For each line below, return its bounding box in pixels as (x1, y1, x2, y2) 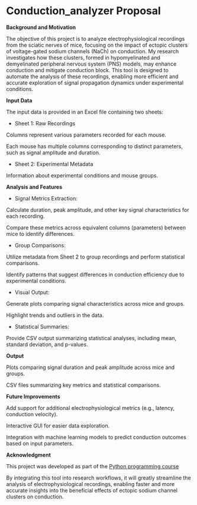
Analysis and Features (6, 183, 63, 190)
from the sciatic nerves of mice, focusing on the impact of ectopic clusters (6, 41, 188, 48)
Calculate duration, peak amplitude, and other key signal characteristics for (6, 206, 189, 213)
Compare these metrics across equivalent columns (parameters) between (6, 224, 186, 231)
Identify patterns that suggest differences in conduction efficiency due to (6, 271, 185, 278)
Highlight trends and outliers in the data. (6, 312, 104, 319)
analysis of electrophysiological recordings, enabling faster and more (6, 480, 175, 487)
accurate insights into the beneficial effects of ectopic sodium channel (6, 487, 177, 494)
